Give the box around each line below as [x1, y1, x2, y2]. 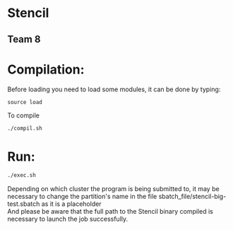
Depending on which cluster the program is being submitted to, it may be [7, 185, 220, 193]
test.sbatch [7, 200, 40, 208]
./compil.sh [7, 125, 42, 132]
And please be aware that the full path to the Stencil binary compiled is [7, 207, 213, 216]
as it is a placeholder [41, 200, 102, 208]
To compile [7, 111, 40, 120]
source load [7, 98, 42, 105]
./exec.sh [7, 172, 37, 179]
